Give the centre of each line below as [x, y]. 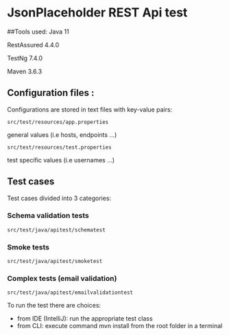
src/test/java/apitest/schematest [57, 230]
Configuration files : [51, 93]
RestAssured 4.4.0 [33, 45]
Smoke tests [28, 247]
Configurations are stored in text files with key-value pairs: [90, 109]
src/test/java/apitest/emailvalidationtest [70, 293]
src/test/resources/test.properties [59, 147]
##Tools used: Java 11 [38, 32]
